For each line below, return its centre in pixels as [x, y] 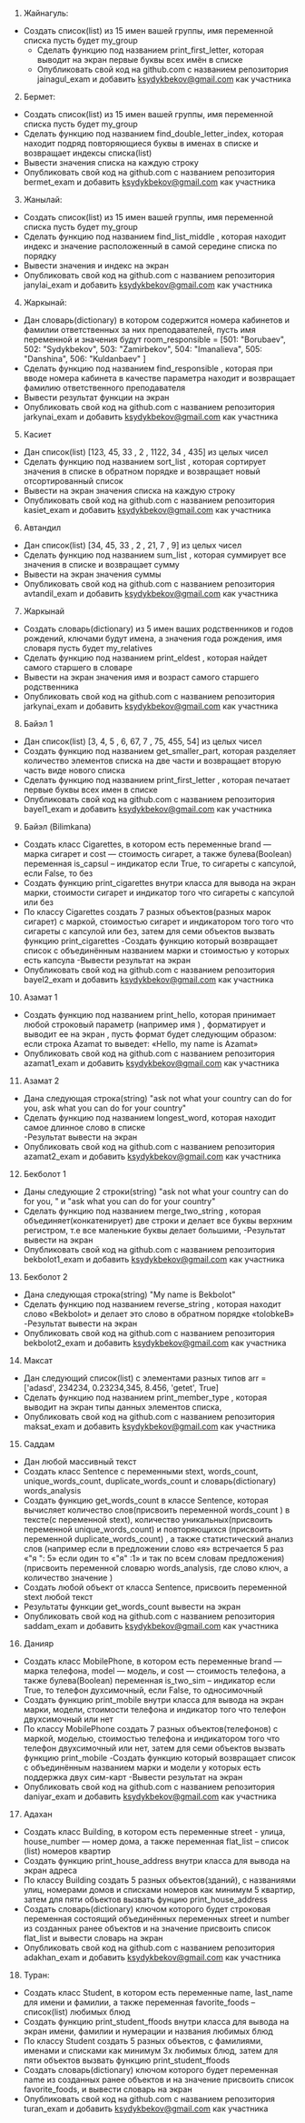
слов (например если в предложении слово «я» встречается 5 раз [153, 1549]
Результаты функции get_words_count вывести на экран [132, 1606]
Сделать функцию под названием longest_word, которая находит [149, 1117]
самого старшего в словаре [78, 667]
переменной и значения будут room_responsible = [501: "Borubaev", [155, 339]
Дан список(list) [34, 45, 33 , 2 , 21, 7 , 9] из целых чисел [133, 545]
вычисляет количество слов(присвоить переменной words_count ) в [157, 1510]
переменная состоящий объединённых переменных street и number [156, 1919]
